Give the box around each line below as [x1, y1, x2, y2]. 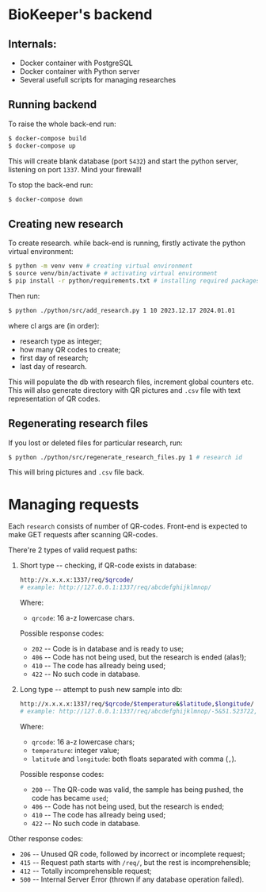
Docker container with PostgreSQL [19, 58, 133, 67]
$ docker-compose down [8, 195, 83, 203]
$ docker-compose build [8, 134, 87, 142]
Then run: [8, 291, 40, 301]
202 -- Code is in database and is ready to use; [31, 644, 184, 654]
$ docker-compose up [8, 141, 77, 150]
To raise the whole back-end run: [8, 119, 116, 129]
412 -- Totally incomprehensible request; [19, 866, 152, 875]
